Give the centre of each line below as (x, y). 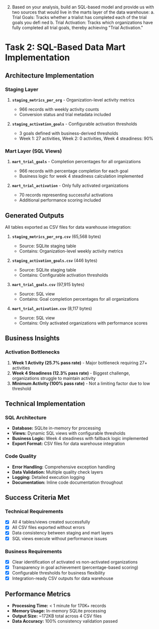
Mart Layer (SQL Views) (34, 151)
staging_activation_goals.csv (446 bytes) (55, 260)
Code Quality (21, 456)
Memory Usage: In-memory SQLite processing (59, 611)
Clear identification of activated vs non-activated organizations (75, 562)
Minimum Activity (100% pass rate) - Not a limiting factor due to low (81, 383)
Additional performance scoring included (60, 200)
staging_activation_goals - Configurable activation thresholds (74, 124)
